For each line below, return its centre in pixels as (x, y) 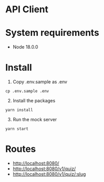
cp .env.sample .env (27, 91)
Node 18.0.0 (25, 47)
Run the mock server (35, 120)
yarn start (17, 129)
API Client (27, 9)
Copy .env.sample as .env (40, 82)
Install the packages (34, 101)
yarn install (19, 110)
